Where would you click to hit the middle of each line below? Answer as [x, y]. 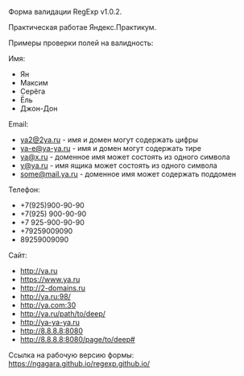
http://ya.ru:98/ [45, 297]
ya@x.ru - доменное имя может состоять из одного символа [125, 157]
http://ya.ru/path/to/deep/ [63, 313]
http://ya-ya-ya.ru [50, 322]
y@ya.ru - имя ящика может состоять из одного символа [118, 165]
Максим [34, 83]
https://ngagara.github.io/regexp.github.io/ [79, 363]
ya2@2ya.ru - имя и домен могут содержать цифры [109, 140]
